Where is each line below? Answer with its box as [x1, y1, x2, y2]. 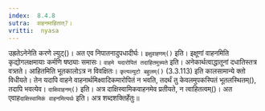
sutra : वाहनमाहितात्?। [8, 19, 72, 27]
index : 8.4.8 [8, 11, 56, 20]
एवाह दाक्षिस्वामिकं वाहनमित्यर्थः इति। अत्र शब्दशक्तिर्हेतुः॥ [8, 93, 140, 103]
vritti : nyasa [8, 26, 59, 34]
